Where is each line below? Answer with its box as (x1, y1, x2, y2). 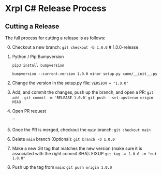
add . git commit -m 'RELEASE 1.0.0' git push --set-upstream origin (12, 95, 153, 100)
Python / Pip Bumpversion (12, 54, 64, 59)
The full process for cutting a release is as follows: (5, 35, 105, 41)
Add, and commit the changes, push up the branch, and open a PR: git (12, 89, 154, 95)
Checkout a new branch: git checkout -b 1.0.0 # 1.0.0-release (12, 44, 139, 50)
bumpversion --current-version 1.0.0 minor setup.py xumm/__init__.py (12, 72, 158, 76)
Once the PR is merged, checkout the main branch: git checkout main (12, 127, 151, 132)
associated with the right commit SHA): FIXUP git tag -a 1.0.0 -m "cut (12, 151, 157, 156)
